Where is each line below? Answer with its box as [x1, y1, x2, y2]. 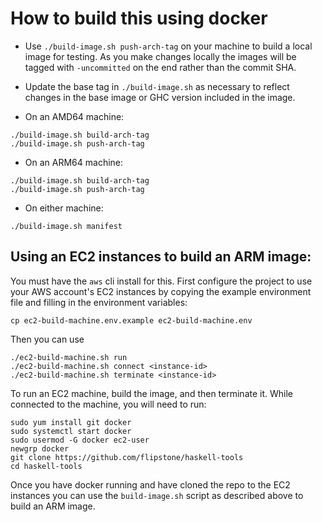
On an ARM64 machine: [24, 156, 124, 168]
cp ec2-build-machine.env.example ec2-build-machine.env [10, 315, 253, 326]
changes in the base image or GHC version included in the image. [24, 91, 296, 103]
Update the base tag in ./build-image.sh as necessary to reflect [24, 80, 290, 92]
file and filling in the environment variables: [10, 296, 188, 308]
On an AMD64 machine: [24, 110, 125, 122]
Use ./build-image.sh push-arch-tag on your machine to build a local [24, 40, 313, 52]
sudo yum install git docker [10, 417, 132, 427]
